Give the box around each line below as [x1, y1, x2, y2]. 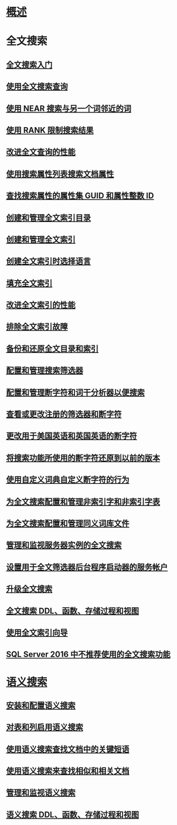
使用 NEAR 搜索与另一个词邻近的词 [6, 104, 132, 114]
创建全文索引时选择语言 [6, 257, 91, 267]
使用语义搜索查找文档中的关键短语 [6, 744, 130, 754]
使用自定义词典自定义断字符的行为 [6, 475, 130, 485]
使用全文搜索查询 [6, 82, 68, 92]
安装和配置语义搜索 [6, 700, 76, 710]
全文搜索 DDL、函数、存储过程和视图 [6, 606, 139, 616]
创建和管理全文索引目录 [6, 212, 91, 222]
